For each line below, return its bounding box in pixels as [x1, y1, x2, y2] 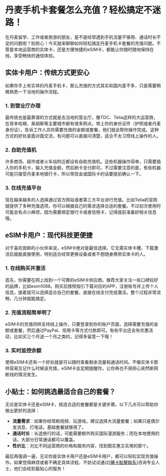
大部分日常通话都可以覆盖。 [21, 436, 78, 442]
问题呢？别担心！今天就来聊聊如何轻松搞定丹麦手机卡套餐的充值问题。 [13, 40, 157, 46]
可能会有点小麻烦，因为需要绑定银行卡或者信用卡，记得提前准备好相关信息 [5, 209, 157, 215]
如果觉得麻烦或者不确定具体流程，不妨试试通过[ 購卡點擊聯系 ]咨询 [13, 460, 147, 466]
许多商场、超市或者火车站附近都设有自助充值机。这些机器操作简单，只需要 [5, 159, 157, 164]
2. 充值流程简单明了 [5, 309, 52, 316]
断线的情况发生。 [5, 371, 40, 378]
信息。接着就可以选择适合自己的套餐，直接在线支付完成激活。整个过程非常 [5, 289, 157, 295]
